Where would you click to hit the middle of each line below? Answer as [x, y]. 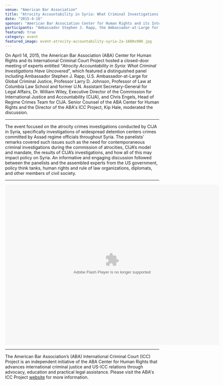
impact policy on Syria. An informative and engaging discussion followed [78, 157]
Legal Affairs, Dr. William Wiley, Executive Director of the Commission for [78, 91]
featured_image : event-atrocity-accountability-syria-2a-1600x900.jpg [78, 42]
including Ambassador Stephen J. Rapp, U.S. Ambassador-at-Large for [77, 76]
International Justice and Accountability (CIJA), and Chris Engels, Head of [79, 97]
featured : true [21, 32]
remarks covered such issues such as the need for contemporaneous [75, 142]
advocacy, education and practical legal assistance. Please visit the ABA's [79, 372]
